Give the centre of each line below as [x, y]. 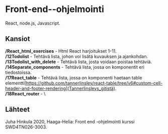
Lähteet [18, 110]
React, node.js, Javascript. [33, 23]
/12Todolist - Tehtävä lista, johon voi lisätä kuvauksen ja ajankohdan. [77, 56]
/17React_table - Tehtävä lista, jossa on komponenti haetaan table [74, 78]
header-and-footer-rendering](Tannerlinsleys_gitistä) [60, 88]
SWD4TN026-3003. [26, 127]
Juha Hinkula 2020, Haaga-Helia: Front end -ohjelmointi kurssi [70, 121]
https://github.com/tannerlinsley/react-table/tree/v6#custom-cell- [94, 83]
